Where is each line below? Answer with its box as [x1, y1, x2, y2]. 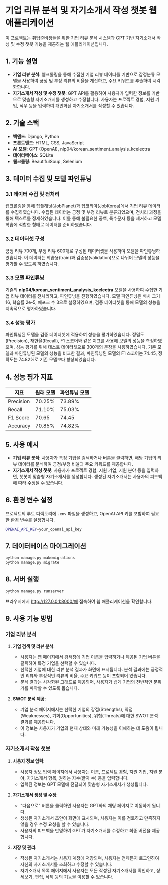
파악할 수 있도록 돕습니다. [29, 685, 79, 691]
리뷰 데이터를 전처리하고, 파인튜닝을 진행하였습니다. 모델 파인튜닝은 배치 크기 [10, 293, 160, 299]
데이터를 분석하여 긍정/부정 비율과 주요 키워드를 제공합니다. [18, 461, 134, 467]
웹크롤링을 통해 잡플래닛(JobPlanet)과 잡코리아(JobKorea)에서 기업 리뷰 [5, 203, 148, 209]
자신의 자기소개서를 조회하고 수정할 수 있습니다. [20, 861, 113, 867]
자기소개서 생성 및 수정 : [12, 792, 58, 798]
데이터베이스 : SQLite [12, 152, 54, 158]
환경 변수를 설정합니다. [10, 517, 55, 523]
